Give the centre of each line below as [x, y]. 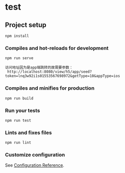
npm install [17, 36]
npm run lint [18, 143]
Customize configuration [35, 155]
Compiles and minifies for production [50, 88]
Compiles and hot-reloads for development [57, 48]
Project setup [26, 25]
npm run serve [19, 58]
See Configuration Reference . [35, 165]
